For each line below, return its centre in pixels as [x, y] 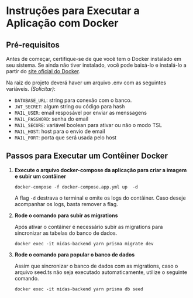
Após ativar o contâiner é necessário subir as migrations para [89, 227]
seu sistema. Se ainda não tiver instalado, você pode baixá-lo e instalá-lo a [96, 65]
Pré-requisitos [33, 45]
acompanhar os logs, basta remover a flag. [66, 204]
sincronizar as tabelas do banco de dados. [66, 233]
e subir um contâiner [40, 176]
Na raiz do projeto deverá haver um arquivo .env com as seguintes [86, 83]
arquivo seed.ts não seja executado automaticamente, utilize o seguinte [101, 272]
